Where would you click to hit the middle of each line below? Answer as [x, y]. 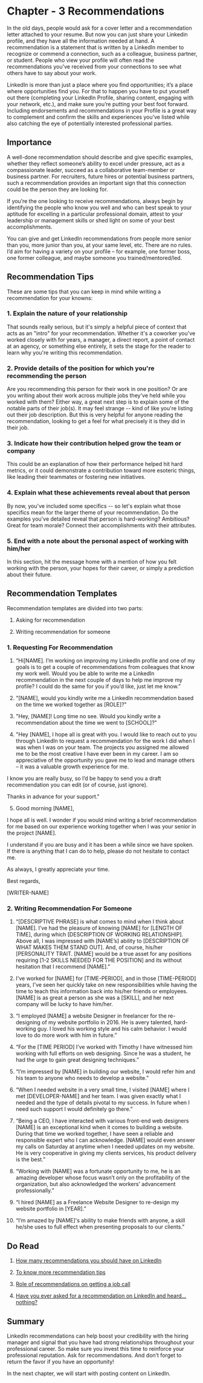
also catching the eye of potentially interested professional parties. [90, 123]
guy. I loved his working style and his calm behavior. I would [112, 1029]
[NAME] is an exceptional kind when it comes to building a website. [99, 1127]
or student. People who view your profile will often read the [81, 60]
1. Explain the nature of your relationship [67, 313]
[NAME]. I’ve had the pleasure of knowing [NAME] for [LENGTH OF [99, 928]
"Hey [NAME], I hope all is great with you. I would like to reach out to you [106, 735]
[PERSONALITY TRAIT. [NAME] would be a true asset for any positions [104, 954]
